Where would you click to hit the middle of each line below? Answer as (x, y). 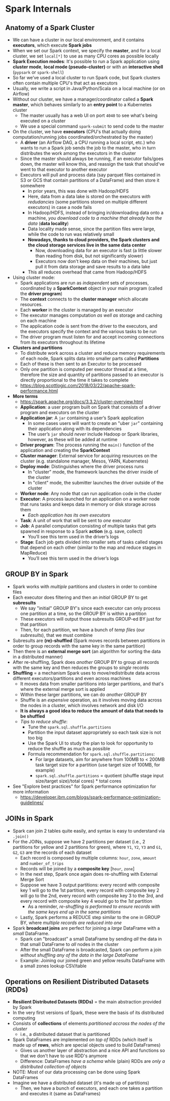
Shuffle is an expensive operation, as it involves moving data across (91, 700)
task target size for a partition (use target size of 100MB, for (98, 764)
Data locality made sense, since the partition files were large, (92, 229)
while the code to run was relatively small (71, 234)
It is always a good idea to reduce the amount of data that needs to (92, 711)
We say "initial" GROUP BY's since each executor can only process (90, 608)
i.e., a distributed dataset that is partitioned (65, 1034)
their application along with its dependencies (75, 429)
